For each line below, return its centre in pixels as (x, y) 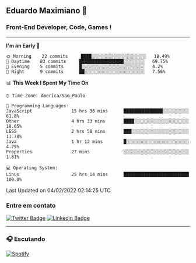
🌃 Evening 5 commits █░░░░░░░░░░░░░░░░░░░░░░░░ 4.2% (85, 66)
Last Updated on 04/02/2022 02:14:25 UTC (58, 190)
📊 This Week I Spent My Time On (47, 83)
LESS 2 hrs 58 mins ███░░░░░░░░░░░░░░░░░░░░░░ (98, 131)
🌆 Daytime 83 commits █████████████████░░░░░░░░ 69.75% (87, 61)
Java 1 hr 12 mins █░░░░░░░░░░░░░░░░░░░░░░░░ (98, 141)
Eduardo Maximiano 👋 (47, 11)
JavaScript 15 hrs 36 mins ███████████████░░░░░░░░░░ (98, 111)
